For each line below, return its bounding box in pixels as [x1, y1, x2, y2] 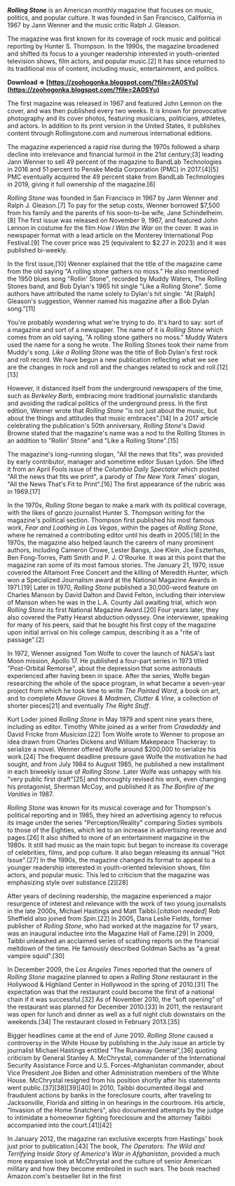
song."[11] [7, 305, 36, 312]
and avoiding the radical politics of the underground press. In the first [7, 399, 208, 407]
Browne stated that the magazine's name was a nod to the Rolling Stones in [7, 429, 226, 437]
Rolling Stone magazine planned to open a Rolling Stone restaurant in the [7, 973, 218, 981]
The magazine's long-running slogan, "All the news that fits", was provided [7, 450, 223, 458]
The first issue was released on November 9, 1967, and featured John [17, 216, 218, 224]
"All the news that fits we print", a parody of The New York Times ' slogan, [7, 473, 220, 480]
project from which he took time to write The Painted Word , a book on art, [7, 687, 221, 695]
